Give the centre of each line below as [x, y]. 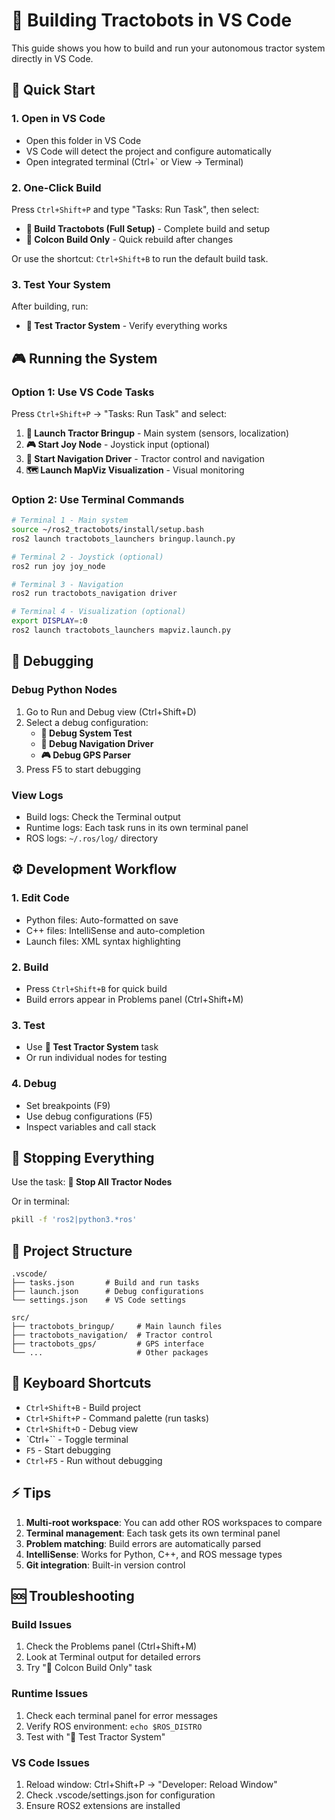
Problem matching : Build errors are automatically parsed [143, 1543]
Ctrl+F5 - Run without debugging [94, 1460]
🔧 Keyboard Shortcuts [81, 1383]
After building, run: [50, 306]
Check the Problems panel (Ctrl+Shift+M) [111, 1646]
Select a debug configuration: [87, 722]
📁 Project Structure [72, 1250]
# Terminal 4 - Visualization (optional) [99, 612]
